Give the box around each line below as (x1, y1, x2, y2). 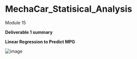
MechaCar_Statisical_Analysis (5, 3, 133, 15)
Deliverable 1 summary (5, 29, 53, 35)
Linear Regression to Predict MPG (5, 38, 75, 45)
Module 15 (5, 20, 26, 26)
